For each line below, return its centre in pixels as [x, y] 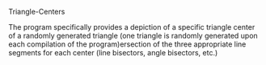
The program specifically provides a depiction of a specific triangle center [132, 27]
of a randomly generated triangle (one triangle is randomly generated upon [133, 36]
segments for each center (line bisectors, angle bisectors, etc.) [113, 53]
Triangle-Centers [37, 12]
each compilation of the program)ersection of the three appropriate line [127, 44]
